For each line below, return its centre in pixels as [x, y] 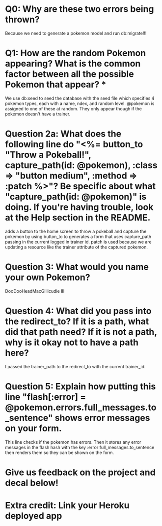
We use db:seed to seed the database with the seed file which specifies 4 [80, 98]
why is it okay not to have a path [72, 342]
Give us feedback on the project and [80, 472]
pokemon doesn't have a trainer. [38, 114]
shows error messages [103, 418]
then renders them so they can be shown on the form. [60, 453]
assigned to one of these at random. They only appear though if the [74, 108]
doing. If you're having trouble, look [79, 207]
